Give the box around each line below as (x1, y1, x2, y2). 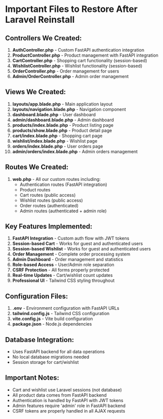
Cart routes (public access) (19, 192, 76, 198)
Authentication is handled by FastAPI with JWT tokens (12, 397, 123, 403)
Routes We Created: (5, 163, 69, 171)
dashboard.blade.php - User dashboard (12, 111, 96, 117)
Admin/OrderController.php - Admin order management (12, 74, 129, 79)
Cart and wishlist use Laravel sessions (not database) (12, 387, 122, 393)
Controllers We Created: (5, 34, 82, 42)
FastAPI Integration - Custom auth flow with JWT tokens (12, 235, 130, 242)
